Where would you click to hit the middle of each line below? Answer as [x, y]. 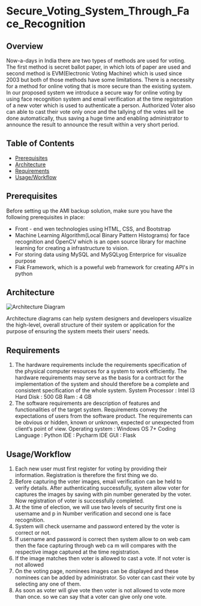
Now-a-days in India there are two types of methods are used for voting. [96, 61]
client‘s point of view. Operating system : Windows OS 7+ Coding [95, 429]
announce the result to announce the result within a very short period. [93, 124]
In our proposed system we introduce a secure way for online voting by [94, 92]
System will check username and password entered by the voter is [97, 526]
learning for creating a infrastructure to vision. [72, 248]
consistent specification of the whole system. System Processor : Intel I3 [105, 390]
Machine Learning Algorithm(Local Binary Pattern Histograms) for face [102, 235]
